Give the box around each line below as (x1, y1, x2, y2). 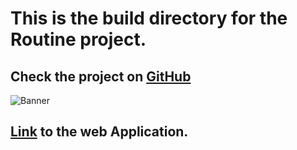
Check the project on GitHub (10, 68, 192, 85)
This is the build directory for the (10, 7, 288, 30)
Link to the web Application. (10, 123, 189, 141)
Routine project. (10, 28, 147, 51)
